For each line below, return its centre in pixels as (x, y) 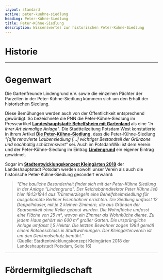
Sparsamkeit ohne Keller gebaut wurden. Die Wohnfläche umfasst (83, 210)
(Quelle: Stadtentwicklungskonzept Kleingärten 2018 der (73, 241)
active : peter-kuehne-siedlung (37, 14)
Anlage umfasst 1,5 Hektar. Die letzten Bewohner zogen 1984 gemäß (86, 225)
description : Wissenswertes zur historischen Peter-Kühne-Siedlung (75, 28)
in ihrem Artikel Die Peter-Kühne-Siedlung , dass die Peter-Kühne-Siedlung (80, 134)
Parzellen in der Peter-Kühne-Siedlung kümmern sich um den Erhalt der (77, 99)
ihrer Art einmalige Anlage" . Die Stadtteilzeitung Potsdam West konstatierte (81, 129)
